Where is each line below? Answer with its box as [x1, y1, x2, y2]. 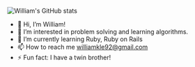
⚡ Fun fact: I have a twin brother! [17, 53, 111, 61]
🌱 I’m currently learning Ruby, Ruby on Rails [17, 35, 143, 43]
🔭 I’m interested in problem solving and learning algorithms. [17, 28, 189, 36]
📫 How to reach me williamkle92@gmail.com [17, 43, 148, 51]
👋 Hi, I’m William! [17, 20, 66, 28]
